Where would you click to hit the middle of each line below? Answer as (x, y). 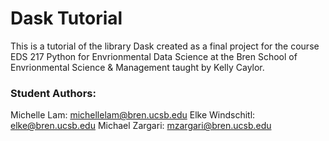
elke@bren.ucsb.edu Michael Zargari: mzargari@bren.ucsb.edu (141, 126)
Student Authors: (53, 93)
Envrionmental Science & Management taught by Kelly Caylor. (137, 67)
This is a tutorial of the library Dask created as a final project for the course (165, 46)
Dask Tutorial (66, 18)
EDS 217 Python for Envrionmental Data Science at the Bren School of (154, 56)
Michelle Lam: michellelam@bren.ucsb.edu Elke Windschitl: (133, 115)
